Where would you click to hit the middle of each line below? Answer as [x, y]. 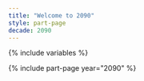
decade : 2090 [30, 30]
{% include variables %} [48, 53]
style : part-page [37, 23]
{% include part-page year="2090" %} [72, 68]
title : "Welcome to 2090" [51, 15]
